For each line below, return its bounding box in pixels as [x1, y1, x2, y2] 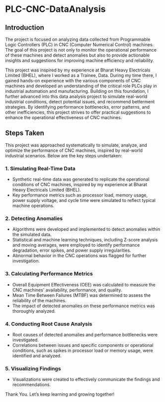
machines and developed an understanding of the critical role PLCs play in [5, 83, 157, 89]
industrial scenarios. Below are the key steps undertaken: [5, 152, 122, 158]
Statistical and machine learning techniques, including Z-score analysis [12, 237, 158, 243]
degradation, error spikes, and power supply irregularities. [12, 247, 131, 254]
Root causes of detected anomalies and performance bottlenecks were [12, 332, 158, 337]
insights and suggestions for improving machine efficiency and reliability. [5, 58, 155, 63]
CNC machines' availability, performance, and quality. [12, 287, 122, 293]
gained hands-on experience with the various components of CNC [5, 78, 141, 83]
